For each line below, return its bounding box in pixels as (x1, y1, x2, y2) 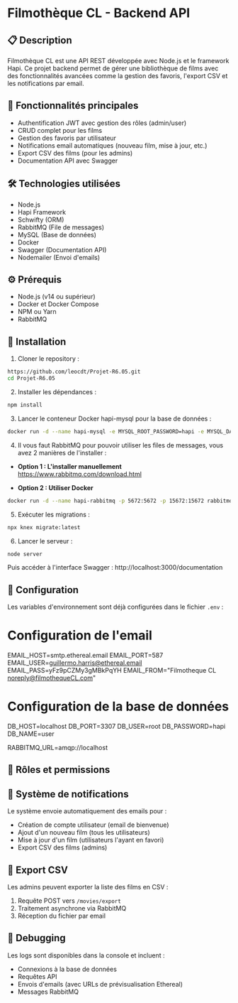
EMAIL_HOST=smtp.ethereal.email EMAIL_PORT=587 (7, 651, 164, 660)
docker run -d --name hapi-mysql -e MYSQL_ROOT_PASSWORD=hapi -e (7, 428, 204, 435)
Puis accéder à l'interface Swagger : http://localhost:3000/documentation (7, 563, 223, 572)
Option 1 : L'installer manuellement (17, 462, 122, 470)
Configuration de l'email (7, 627, 152, 644)
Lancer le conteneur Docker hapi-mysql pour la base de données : (17, 414, 212, 423)
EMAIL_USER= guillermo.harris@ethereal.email (7, 658, 142, 667)
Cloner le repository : (17, 354, 80, 363)
